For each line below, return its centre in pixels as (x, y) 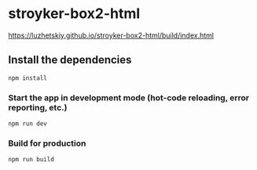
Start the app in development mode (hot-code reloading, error (129, 97)
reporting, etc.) (38, 107)
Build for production (47, 143)
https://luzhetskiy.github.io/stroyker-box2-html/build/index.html (111, 35)
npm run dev (28, 124)
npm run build (31, 160)
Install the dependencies (70, 60)
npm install (28, 78)
